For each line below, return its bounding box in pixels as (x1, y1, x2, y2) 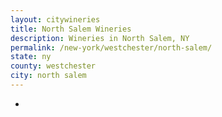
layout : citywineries (10, 14, 101, 25)
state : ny (10, 52, 52, 62)
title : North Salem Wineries (10, 24, 132, 34)
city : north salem (10, 71, 87, 81)
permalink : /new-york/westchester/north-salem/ (10, 42, 213, 53)
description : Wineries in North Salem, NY (10, 33, 190, 43)
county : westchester (10, 61, 97, 71)
